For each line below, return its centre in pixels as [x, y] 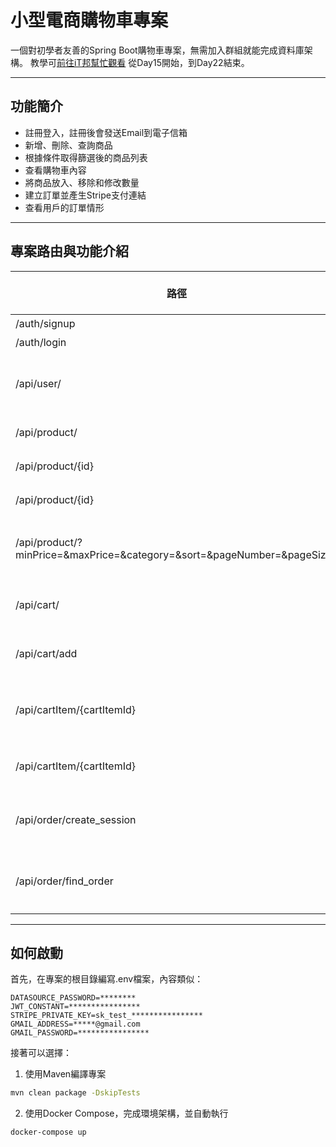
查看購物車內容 [55, 170]
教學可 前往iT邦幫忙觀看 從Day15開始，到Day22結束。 [139, 62]
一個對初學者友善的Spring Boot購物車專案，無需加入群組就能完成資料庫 [157, 50]
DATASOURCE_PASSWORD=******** [73, 998]
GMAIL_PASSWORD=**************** [80, 1033]
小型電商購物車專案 [89, 20]
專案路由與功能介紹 [69, 251]
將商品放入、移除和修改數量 [82, 182]
